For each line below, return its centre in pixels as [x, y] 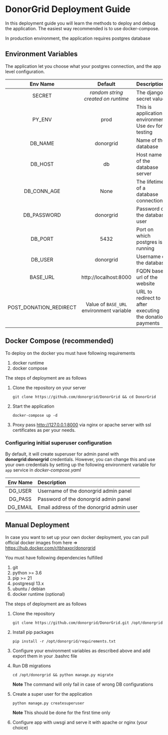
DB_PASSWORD [42, 215]
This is [144, 107]
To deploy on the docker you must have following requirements [70, 353]
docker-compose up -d [35, 415]
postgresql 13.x [28, 583]
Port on [145, 229]
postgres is [149, 242]
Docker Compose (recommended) [59, 341]
